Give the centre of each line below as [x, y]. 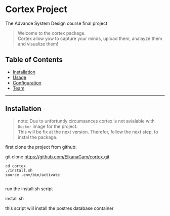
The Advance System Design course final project [56, 23]
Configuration [27, 82]
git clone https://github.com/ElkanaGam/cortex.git [57, 157]
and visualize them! [38, 44]
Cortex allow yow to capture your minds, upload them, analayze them [90, 38]
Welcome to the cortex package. [52, 33]
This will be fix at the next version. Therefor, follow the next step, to [88, 132]
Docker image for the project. [48, 126]
